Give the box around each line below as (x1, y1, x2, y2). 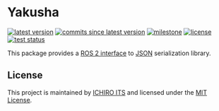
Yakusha (7, 4, 59, 21)
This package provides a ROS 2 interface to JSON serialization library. (7, 49, 211, 57)
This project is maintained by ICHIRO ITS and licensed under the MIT (7, 88, 207, 96)
